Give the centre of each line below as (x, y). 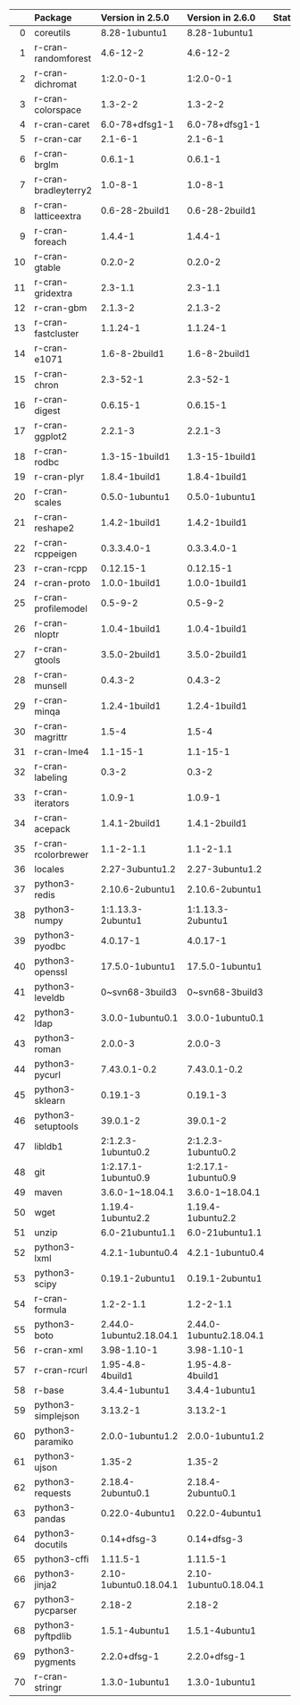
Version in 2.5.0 (135, 17)
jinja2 (46, 1585)
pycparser (56, 1611)
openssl (51, 972)
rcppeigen (56, 554)
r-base (49, 1390)
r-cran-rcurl (61, 1370)
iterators (52, 803)
